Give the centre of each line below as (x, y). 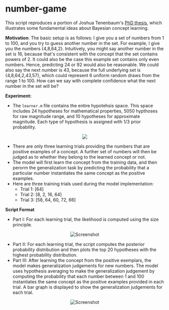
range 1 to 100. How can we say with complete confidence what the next (80, 81)
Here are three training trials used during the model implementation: (83, 183)
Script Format (20, 209)
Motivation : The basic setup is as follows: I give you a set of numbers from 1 (85, 38)
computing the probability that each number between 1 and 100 (78, 276)
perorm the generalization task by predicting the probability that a (81, 167)
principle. (22, 224)
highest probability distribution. (45, 255)
